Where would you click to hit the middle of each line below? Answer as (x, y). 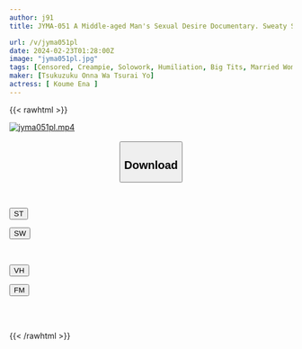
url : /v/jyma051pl (44, 42)
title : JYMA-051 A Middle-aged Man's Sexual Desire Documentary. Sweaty (148, 26)
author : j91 (31, 18)
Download (151, 165)
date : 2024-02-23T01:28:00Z (62, 50)
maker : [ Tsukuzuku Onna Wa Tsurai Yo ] (82, 76)
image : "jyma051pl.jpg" (54, 59)
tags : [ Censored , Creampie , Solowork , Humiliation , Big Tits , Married (144, 67)
